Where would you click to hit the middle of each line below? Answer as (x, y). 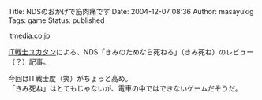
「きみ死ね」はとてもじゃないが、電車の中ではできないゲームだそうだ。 (125, 88)
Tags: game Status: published (56, 20)
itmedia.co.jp (29, 35)
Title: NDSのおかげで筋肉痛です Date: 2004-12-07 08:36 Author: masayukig (131, 11)
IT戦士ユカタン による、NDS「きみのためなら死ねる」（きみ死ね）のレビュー (131, 52)
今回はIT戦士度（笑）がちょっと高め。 (70, 78)
